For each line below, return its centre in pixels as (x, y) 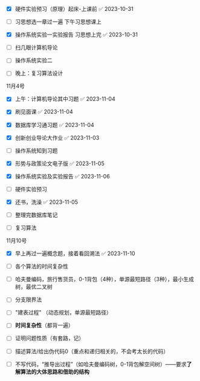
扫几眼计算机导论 (36, 48)
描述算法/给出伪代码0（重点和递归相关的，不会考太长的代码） (92, 351)
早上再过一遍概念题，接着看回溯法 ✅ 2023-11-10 (75, 253)
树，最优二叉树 (34, 287)
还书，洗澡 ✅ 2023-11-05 (47, 202)
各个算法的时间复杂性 (41, 266)
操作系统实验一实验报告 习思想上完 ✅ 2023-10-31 (76, 34)
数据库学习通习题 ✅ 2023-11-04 (55, 125)
